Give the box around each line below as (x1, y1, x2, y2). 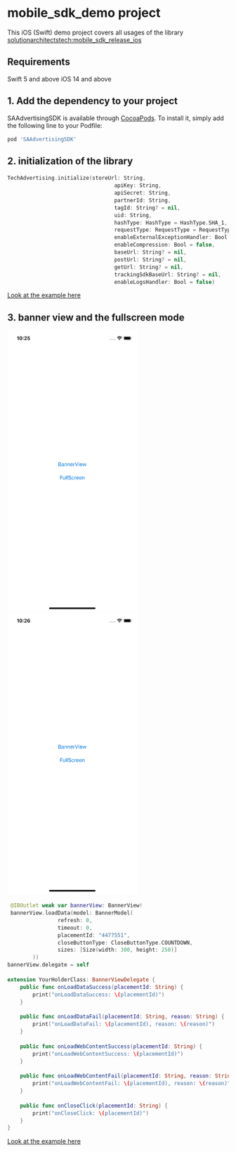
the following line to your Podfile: (7, 121, 103, 129)
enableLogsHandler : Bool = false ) (114, 278, 216, 285)
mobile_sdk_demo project (7, 5, 161, 21)
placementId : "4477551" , (57, 931, 131, 939)
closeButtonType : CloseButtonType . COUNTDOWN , (57, 939, 193, 946)
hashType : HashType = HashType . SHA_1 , (114, 219, 228, 226)
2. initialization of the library (7, 155, 133, 167)
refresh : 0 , (57, 917, 93, 924)
